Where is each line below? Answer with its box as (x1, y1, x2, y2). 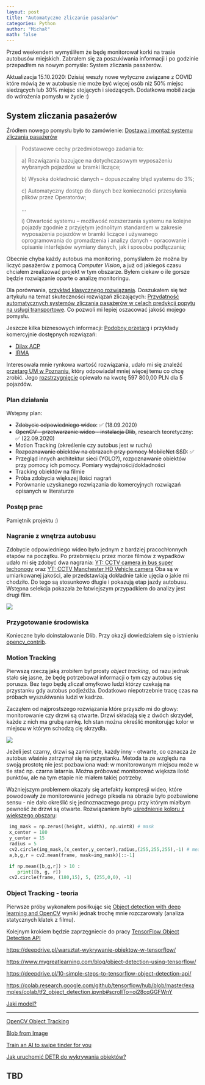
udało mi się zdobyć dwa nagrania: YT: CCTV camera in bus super (6, 559, 173, 566)
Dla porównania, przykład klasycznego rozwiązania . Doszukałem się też (6, 286, 187, 293)
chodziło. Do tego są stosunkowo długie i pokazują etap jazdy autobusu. (6, 578, 188, 586)
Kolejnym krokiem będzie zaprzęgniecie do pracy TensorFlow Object (6, 927, 179, 935)
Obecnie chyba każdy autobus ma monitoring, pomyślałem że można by (6, 255, 188, 262)
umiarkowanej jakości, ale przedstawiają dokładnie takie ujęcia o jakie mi (6, 572, 189, 579)
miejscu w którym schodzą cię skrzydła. (6, 725, 107, 732)
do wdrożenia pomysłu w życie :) (6, 93, 90, 100)
